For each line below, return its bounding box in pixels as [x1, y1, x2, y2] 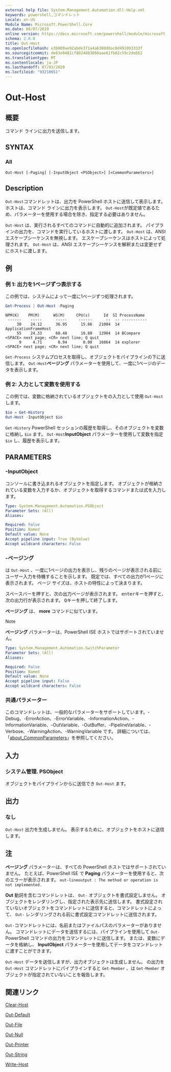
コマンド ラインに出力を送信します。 [5, 128, 83, 134]
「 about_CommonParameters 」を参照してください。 [5, 734, 116, 741]
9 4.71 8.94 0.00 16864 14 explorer [18, 340, 140, 345]
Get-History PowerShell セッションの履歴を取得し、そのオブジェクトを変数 [5, 425, 164, 431]
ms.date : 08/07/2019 [5, 27, 50, 32]
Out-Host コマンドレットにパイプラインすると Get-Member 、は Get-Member [5, 965, 160, 971]
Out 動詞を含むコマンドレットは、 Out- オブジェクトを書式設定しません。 [5, 892, 160, 898]
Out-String [5, 1051, 28, 1058]
